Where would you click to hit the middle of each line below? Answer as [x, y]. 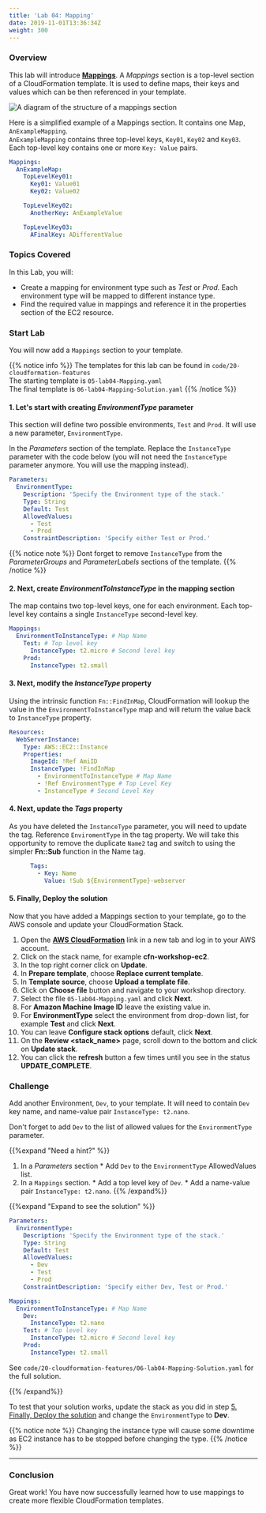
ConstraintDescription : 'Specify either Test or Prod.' [117, 539]
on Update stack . [49, 1049]
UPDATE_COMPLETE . [56, 1065]
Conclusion [32, 1475]
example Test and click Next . [68, 1023]
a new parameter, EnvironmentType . [66, 433]
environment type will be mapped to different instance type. [118, 295]
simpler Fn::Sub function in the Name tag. [77, 851]
